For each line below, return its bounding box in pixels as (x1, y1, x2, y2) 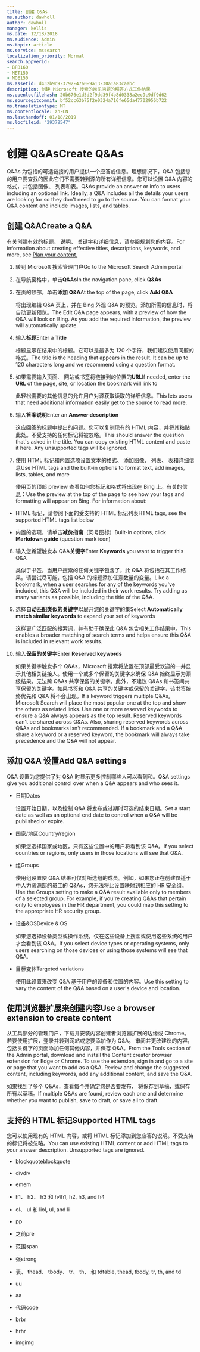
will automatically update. (15, 321, 79, 328)
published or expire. (15, 817, 65, 824)
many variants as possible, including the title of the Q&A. (15, 593, 154, 600)
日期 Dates (15, 792, 40, 799)
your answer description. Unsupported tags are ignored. (7, 1146, 145, 1153)
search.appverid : (7, 58, 50, 64)
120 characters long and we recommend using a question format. (15, 361, 176, 368)
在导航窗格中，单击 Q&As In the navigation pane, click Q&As (15, 275, 162, 283)
